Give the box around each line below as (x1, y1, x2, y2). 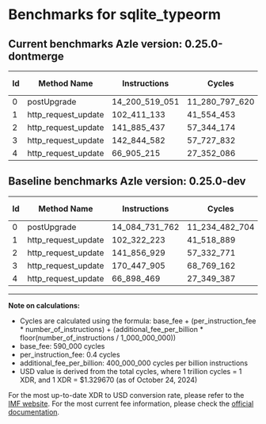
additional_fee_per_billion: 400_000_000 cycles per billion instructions (19, 358, 248, 368)
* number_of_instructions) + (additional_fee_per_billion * (19, 324, 203, 334)
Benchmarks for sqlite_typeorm (8, 6, 222, 24)
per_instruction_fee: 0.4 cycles (19, 350, 120, 359)
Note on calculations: (8, 300, 81, 310)
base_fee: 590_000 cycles (19, 341, 105, 350)
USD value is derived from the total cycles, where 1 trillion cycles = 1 (19, 366, 242, 376)
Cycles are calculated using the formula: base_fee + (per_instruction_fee (19, 315, 256, 326)
